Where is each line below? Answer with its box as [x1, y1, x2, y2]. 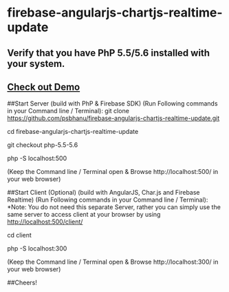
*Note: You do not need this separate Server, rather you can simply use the [7, 203, 221, 211]
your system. [7, 57, 65, 70]
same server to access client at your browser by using [7, 211, 161, 219]
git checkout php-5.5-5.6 [7, 141, 78, 149]
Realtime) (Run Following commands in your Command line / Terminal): [7, 195, 208, 204]
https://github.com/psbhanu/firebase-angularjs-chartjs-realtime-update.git [7, 114, 220, 122]
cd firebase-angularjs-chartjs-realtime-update [7, 128, 139, 136]
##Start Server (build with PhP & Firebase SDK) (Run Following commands [7, 99, 218, 108]
